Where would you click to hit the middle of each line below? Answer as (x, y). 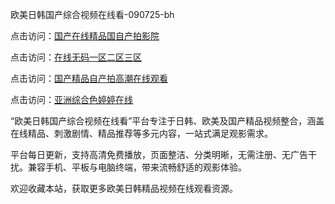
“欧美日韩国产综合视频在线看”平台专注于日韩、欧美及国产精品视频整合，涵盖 (167, 121)
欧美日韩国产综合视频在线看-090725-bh (92, 14)
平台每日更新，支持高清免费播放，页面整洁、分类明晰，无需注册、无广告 (159, 154)
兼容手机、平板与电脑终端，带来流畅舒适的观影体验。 (137, 167)
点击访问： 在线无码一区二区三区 (76, 57)
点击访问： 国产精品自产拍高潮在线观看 (89, 78)
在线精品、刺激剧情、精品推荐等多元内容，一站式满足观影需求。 (141, 133)
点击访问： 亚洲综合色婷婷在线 (71, 99)
